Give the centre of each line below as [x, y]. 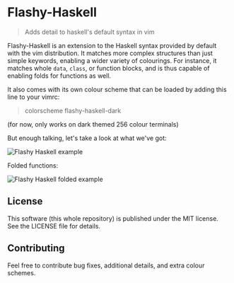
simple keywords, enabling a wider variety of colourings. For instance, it [112, 60]
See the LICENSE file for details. [54, 226]
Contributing [36, 248]
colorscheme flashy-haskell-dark [73, 110]
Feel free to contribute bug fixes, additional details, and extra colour [106, 265]
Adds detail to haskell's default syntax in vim [89, 32]
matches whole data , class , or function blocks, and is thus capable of [109, 68]
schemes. [22, 272]
